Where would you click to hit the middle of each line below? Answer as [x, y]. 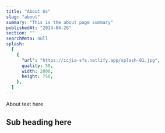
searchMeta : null [27, 38]
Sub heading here [39, 122]
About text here [25, 104]
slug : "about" [23, 17]
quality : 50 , [37, 66]
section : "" [20, 33]
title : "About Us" [28, 11]
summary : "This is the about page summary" [60, 22]
